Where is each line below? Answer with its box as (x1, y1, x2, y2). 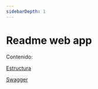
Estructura (6, 64, 31, 71)
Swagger (6, 76, 28, 83)
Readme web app (6, 33, 92, 47)
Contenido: (6, 53, 33, 60)
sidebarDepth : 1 (6, 8, 46, 15)
